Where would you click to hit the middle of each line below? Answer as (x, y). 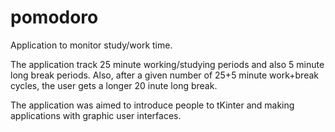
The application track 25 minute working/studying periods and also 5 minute (167, 64)
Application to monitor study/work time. (91, 45)
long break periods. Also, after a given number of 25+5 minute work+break (164, 75)
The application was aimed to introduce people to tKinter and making (152, 105)
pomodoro (54, 17)
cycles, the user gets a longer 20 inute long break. (114, 85)
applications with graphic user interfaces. (96, 115)
